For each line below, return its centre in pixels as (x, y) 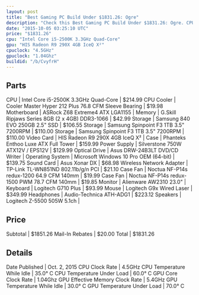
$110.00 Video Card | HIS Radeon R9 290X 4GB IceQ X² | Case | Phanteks (96, 138)
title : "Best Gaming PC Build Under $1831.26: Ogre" (73, 17)
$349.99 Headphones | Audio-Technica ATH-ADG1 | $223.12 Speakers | (94, 194)
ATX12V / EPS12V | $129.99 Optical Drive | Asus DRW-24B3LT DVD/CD (92, 150)
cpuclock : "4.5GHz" (30, 51)
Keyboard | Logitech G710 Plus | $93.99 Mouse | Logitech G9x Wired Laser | (99, 189)
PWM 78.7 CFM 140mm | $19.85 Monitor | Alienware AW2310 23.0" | (103, 182)
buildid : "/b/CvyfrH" (33, 61)
